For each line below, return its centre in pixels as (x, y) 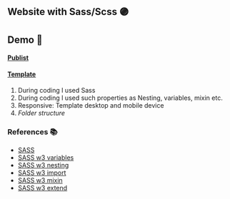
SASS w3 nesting (43, 165)
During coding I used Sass (56, 90)
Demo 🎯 (25, 40)
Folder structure (41, 113)
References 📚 (32, 132)
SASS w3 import (42, 173)
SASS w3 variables (46, 157)
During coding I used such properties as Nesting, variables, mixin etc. (120, 98)
